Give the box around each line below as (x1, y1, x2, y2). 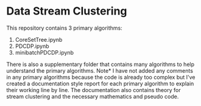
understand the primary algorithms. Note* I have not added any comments (6, 67, 194, 74)
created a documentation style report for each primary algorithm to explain (6, 80, 194, 87)
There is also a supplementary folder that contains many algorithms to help (6, 61, 195, 68)
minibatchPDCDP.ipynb (15, 48, 74, 56)
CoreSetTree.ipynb (15, 36, 63, 43)
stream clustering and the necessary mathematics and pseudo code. (6, 93, 179, 100)
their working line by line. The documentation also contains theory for (6, 86, 181, 93)
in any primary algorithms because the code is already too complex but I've (6, 73, 196, 81)
